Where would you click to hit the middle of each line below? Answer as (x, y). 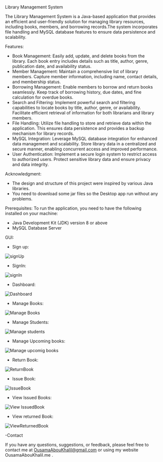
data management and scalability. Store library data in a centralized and (84, 144)
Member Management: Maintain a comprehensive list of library (75, 71)
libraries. (21, 188)
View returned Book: (33, 416)
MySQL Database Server (37, 228)
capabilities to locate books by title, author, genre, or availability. (76, 107)
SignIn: (19, 266)
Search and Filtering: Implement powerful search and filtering (73, 102)
